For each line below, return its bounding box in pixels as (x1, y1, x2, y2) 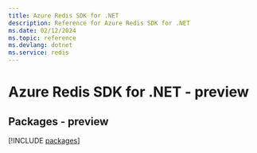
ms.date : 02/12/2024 (8, 26, 77, 34)
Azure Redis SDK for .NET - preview (8, 83, 249, 101)
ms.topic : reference (8, 33, 77, 42)
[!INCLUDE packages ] (8, 136, 80, 145)
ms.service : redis (8, 49, 69, 57)
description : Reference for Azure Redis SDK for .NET (8, 19, 191, 27)
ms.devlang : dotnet (8, 41, 73, 49)
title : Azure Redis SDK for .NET (8, 11, 119, 20)
